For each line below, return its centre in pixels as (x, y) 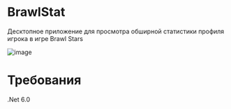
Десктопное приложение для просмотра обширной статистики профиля (116, 31)
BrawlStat (36, 12)
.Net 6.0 (18, 99)
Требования (44, 80)
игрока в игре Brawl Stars (45, 38)
